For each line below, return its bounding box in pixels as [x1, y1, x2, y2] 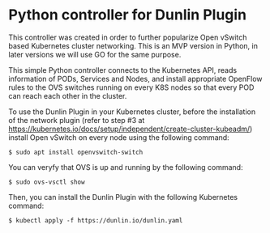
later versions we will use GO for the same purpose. [8, 49, 182, 59]
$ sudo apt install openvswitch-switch [8, 148, 144, 156]
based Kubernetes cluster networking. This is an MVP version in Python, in [8, 40, 258, 50]
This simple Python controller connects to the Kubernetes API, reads [8, 65, 238, 74]
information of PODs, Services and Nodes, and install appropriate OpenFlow [8, 74, 263, 83]
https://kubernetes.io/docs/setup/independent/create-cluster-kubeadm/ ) [8, 124, 253, 133]
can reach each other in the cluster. [8, 91, 127, 100]
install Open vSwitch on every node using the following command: [8, 132, 229, 142]
